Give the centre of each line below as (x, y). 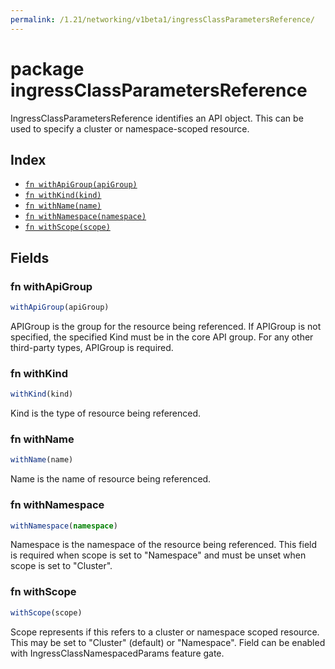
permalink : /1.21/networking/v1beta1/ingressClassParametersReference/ (162, 19)
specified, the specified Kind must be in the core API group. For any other (162, 337)
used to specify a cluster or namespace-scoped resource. (130, 128)
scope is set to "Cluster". (61, 566)
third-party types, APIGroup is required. (92, 347)
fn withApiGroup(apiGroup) (81, 185)
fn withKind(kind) (63, 196)
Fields (30, 257)
